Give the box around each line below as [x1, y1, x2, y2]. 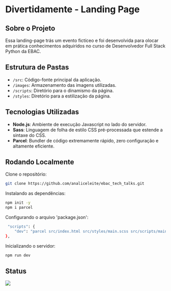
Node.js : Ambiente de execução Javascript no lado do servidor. [12, 121, 147, 127]
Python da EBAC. [5, 48, 41, 54]
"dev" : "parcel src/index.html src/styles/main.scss [14, 229, 129, 234]
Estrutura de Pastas [5, 63, 69, 72]
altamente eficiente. [12, 143, 55, 149]
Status [5, 266, 27, 275]
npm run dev [5, 253, 31, 258]
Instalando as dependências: [5, 190, 66, 197]
